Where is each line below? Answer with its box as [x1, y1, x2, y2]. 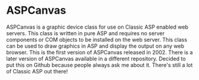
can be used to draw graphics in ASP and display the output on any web [6, 42, 185, 50]
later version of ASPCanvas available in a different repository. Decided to [6, 55, 186, 62]
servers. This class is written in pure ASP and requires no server [6, 29, 165, 36]
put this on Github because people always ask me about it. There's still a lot [6, 61, 193, 69]
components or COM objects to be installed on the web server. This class [6, 36, 188, 43]
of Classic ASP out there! [6, 67, 68, 75]
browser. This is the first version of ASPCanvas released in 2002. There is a [6, 48, 193, 56]
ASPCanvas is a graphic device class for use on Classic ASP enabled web [6, 23, 189, 30]
